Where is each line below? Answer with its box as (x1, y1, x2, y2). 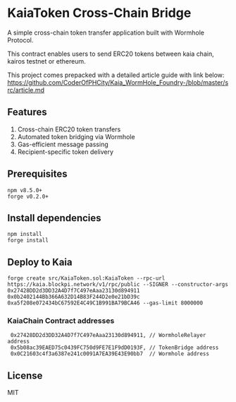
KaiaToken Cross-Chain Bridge (7, 5, 192, 21)
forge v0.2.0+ (7, 193, 49, 200)
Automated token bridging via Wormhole (17, 132, 135, 141)
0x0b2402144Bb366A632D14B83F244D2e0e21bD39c (7, 293, 140, 301)
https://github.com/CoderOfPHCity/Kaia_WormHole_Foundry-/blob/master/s (7, 78, 229, 86)
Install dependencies (7, 212, 101, 224)
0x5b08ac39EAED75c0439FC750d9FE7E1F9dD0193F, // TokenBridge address (10, 344, 219, 351)
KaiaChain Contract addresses (7, 316, 115, 326)
